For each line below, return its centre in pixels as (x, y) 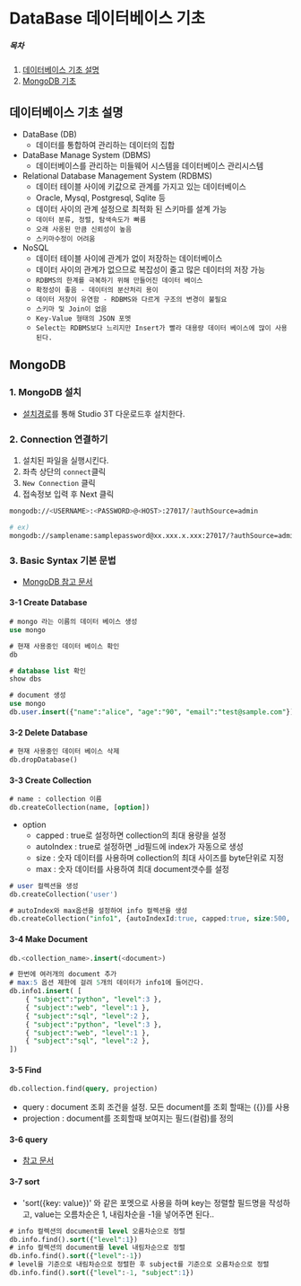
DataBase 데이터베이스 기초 (107, 18)
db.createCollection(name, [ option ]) (80, 807)
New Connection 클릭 (59, 482)
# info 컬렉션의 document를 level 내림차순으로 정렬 (98, 1248)
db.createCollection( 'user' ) (64, 894)
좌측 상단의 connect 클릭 (64, 471)
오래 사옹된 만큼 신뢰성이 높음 (84, 229)
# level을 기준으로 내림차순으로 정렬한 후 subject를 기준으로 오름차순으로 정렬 (139, 1264)
